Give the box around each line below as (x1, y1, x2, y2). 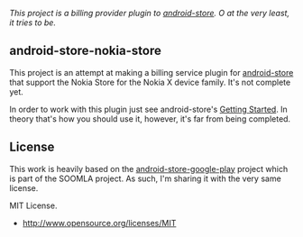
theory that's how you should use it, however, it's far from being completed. (9, 113, 291, 124)
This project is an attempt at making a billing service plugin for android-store (9, 67, 294, 77)
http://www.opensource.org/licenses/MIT (22, 217, 177, 228)
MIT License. (9, 200, 58, 211)
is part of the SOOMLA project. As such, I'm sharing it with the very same (9, 173, 281, 184)
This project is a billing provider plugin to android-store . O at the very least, (9, 8, 290, 18)
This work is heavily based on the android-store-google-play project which (9, 163, 289, 174)
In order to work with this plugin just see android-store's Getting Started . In (9, 104, 289, 114)
